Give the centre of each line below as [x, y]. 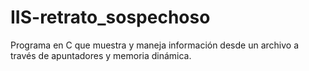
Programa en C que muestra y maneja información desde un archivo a [155, 45]
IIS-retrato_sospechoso [110, 17]
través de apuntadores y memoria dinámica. [101, 55]
